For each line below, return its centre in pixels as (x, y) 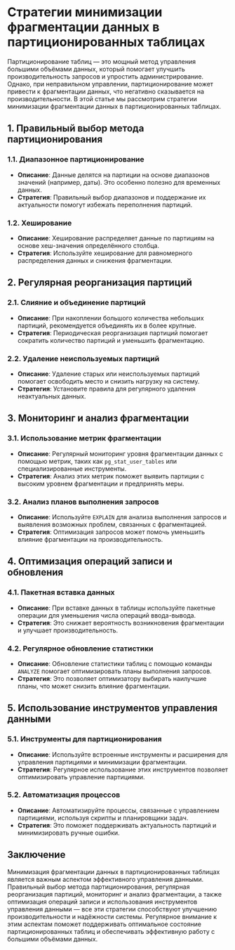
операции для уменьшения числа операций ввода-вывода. (107, 615)
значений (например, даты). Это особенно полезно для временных (119, 182)
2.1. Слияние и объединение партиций (76, 303)
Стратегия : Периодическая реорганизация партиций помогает (113, 333)
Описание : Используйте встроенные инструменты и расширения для (122, 754)
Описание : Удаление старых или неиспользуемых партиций (108, 374)
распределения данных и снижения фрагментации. (95, 260)
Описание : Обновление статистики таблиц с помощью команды (115, 663)
